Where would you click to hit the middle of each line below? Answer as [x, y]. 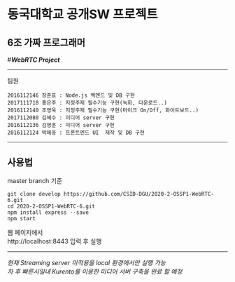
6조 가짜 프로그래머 [47, 42]
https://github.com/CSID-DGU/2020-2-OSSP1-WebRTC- [139, 194]
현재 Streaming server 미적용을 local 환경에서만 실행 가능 [87, 262]
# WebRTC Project [34, 60]
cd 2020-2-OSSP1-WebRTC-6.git [51, 206]
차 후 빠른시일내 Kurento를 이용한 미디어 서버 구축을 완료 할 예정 [95, 271]
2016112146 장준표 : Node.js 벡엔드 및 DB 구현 [71, 95]
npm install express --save [48, 212]
